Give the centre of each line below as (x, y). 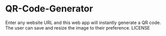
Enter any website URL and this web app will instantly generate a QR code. (83, 22)
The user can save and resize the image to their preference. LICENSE (78, 27)
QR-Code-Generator (49, 9)
